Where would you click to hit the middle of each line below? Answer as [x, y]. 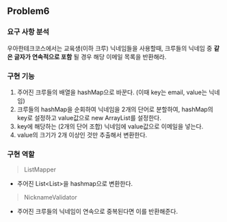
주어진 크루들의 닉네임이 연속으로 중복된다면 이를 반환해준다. [97, 212]
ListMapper [40, 169]
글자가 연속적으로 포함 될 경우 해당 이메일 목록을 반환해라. [90, 57]
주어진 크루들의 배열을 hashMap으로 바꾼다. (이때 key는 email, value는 [112, 92]
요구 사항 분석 [28, 32]
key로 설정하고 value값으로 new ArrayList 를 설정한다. [89, 117]
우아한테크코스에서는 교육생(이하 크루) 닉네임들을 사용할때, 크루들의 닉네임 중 [110, 48]
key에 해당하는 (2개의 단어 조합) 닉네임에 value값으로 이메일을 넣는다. [110, 126]
